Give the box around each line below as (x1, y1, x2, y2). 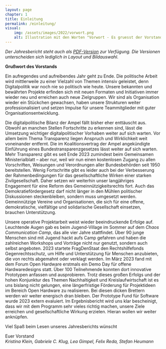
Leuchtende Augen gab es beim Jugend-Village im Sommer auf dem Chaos (5, 224, 159, 230)
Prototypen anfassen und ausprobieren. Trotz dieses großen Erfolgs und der (5, 272, 161, 278)
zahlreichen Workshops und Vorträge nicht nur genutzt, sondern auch (5, 240, 148, 246)
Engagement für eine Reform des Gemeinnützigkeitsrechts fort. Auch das (5, 183, 155, 189)
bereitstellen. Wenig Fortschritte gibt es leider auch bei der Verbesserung (5, 167, 155, 173)
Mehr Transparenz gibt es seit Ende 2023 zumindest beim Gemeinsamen (5, 151, 154, 157)
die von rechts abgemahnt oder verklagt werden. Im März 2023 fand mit (5, 256, 152, 262)
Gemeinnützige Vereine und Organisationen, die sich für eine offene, (5, 199, 145, 205)
